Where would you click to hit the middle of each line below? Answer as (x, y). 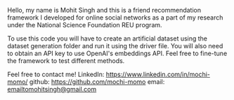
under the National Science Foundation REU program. (85, 25)
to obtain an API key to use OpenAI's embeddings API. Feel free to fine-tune (117, 53)
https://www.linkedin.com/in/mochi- (158, 74)
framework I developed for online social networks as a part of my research (115, 17)
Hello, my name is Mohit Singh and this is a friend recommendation (104, 10)
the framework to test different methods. (66, 61)
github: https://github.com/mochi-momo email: (97, 82)
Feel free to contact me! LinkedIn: (56, 74)
